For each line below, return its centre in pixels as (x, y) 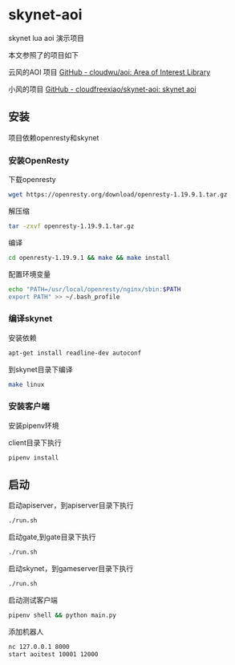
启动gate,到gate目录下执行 (52, 537)
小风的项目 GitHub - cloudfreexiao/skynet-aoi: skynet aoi (102, 89)
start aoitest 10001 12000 (53, 654)
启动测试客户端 (33, 600)
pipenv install (34, 458)
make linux (26, 384)
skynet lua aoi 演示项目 (46, 38)
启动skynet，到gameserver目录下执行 (71, 569)
